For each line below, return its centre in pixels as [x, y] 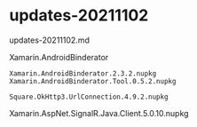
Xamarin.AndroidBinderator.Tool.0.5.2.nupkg [93, 81]
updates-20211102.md [50, 40]
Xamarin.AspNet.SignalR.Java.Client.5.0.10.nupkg [99, 113]
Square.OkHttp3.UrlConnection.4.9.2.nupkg [89, 97]
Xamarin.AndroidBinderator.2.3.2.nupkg [83, 73]
